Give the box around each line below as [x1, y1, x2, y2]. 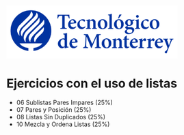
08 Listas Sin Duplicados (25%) [16, 112, 106, 121]
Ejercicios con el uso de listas [6, 76, 178, 91]
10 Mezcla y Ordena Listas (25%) [16, 120, 110, 128]
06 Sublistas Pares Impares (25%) [16, 98, 114, 106]
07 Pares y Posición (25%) [16, 105, 92, 114]
